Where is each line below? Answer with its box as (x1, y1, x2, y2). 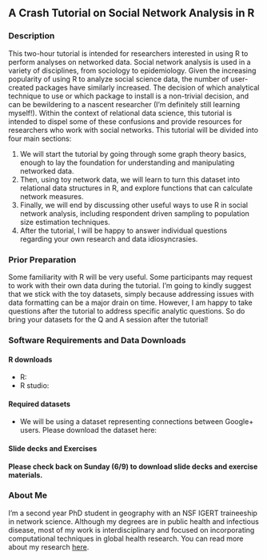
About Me (8, 490, 48, 501)
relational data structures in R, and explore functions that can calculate (19, 183, 253, 193)
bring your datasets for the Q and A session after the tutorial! (8, 314, 209, 324)
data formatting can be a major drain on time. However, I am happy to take (8, 298, 253, 307)
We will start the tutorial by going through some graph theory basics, (19, 149, 246, 158)
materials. (8, 470, 43, 479)
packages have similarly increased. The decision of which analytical (35, 82, 260, 92)
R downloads (8, 354, 53, 364)
